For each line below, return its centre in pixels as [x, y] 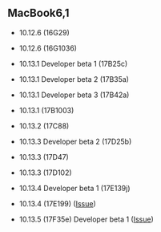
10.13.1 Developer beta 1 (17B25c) [73, 63]
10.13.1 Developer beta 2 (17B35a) [74, 79]
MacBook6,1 [38, 13]
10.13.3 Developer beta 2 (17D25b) [75, 141]
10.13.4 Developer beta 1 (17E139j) [74, 188]
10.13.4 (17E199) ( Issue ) [58, 203]
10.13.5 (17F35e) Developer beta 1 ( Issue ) [86, 219]
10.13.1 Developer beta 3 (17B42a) [74, 95]
